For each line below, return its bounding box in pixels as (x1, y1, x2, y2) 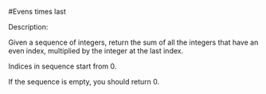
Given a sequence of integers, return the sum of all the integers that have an (8, 37, 259, 47)
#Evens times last (8, 7, 66, 16)
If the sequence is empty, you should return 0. (8, 77, 160, 86)
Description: (8, 22, 49, 31)
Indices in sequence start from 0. (8, 61, 117, 71)
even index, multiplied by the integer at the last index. (8, 46, 184, 55)
